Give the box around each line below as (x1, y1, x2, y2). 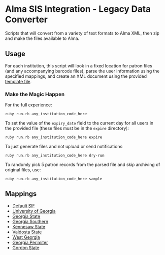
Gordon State (12, 245, 39, 251)
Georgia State (12, 213, 40, 219)
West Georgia (12, 234, 40, 240)
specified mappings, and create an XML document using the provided (5, 73, 147, 79)
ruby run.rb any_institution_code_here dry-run (5, 153, 105, 158)
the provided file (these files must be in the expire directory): (5, 126, 129, 131)
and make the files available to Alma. (5, 35, 80, 41)
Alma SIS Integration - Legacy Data (5, 3, 151, 15)
